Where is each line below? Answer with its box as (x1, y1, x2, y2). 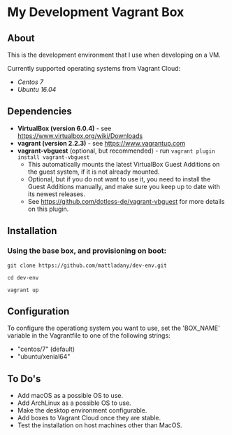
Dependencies (7, 106, 72, 118)
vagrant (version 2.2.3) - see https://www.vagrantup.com (17, 139, 186, 147)
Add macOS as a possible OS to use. (17, 392, 124, 400)
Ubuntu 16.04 (17, 85, 57, 93)
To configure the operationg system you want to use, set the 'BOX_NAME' (7, 324, 220, 333)
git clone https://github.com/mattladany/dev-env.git (7, 262, 168, 269)
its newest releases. (27, 190, 85, 198)
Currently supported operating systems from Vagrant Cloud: (7, 64, 181, 72)
